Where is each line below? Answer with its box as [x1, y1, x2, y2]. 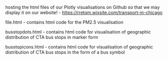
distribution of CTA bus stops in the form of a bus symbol [5, 49, 125, 55]
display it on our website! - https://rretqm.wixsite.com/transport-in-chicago [5, 9, 163, 15]
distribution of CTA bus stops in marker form [5, 34, 98, 40]
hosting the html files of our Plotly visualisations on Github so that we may [5, 4, 160, 10]
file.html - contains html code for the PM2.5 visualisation [5, 19, 123, 25]
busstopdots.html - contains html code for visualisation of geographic [5, 29, 151, 34]
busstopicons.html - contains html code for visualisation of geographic [5, 44, 153, 49]
